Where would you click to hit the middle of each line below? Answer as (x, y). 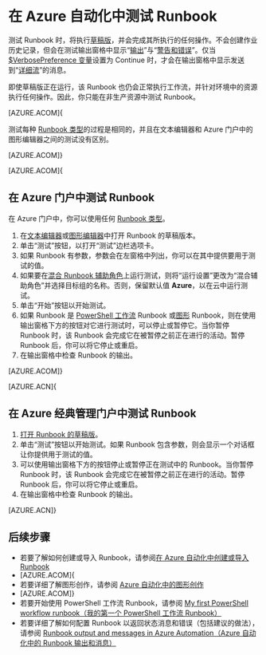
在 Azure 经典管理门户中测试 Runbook (102, 414)
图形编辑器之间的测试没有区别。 (61, 139)
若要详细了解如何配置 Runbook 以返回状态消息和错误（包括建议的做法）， (139, 623)
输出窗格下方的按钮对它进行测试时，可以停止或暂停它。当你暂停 (124, 325)
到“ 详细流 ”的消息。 (39, 69)
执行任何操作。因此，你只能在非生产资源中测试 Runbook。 (104, 97)
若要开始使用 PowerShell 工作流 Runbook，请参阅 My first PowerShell (134, 603)
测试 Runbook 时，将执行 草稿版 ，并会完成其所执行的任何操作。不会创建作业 (133, 40)
